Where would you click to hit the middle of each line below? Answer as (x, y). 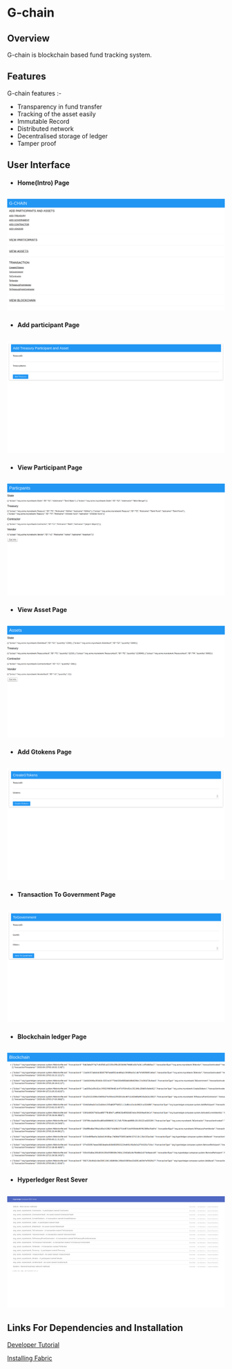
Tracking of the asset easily (57, 114)
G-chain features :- (35, 93)
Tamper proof (37, 143)
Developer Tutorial (33, 1344)
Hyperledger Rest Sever (52, 1180)
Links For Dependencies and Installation (95, 1328)
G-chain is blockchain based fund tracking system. (79, 55)
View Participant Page (50, 467)
